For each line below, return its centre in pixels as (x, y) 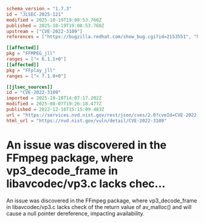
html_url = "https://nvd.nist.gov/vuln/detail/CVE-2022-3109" (87, 121)
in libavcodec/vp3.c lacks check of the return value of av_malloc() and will (99, 207)
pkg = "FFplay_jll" (31, 70)
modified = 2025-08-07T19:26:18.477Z (54, 104)
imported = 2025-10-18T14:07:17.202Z (54, 98)
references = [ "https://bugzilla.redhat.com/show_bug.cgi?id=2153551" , (99, 37)
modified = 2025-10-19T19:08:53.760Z (54, 20)
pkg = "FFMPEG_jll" (31, 54)
